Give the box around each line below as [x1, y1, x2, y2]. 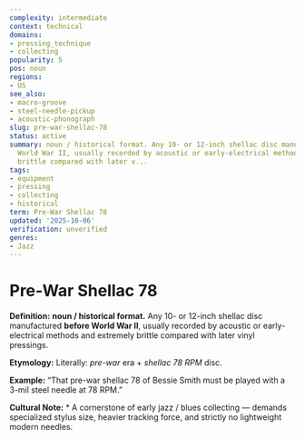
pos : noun [9, 65, 47, 74]
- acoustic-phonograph [9, 115, 95, 124]
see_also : [9, 89, 47, 98]
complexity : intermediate [9, 13, 107, 23]
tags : [9, 165, 30, 175]
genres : [9, 233, 39, 242]
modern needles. [9, 422, 74, 433]
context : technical [9, 22, 84, 31]
